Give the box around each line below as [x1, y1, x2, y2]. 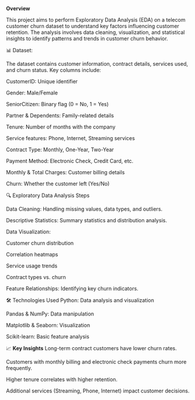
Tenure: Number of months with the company [6, 123, 116, 130]
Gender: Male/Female [6, 89, 58, 96]
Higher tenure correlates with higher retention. [6, 376, 118, 383]
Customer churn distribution [6, 240, 74, 246]
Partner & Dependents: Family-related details [6, 112, 114, 119]
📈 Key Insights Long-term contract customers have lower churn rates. [6, 345, 177, 351]
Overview [6, 5, 30, 12]
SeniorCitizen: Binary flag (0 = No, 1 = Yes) [6, 101, 109, 107]
